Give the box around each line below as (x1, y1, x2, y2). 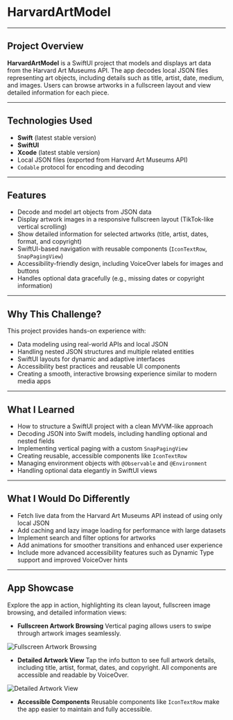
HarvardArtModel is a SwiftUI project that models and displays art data (7, 58, 212, 67)
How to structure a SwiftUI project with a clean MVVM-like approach (17, 422, 214, 430)
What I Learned (7, 403, 75, 415)
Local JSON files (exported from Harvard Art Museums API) (17, 156, 189, 164)
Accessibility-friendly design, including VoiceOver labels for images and (17, 260, 223, 268)
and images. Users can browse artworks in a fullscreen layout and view (7, 81, 212, 89)
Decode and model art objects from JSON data (17, 208, 152, 216)
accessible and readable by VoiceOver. (17, 671, 130, 679)
